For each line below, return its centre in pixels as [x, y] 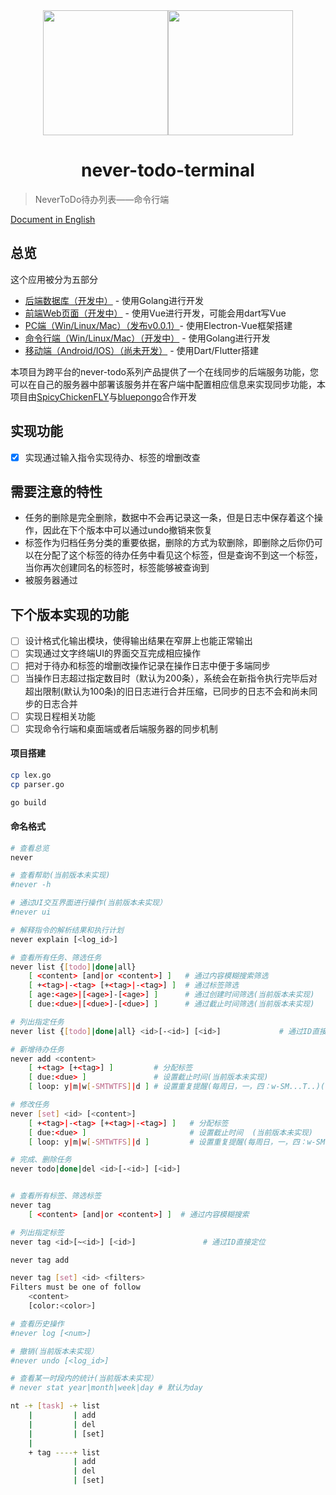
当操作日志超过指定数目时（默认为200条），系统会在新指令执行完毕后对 [171, 678]
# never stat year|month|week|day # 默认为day [106, 1388]
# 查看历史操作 [37, 1324]
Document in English [53, 219]
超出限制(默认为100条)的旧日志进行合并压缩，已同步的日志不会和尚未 [167, 691]
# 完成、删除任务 [41, 1160]
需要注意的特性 [56, 492]
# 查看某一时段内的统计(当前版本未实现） [84, 1379]
